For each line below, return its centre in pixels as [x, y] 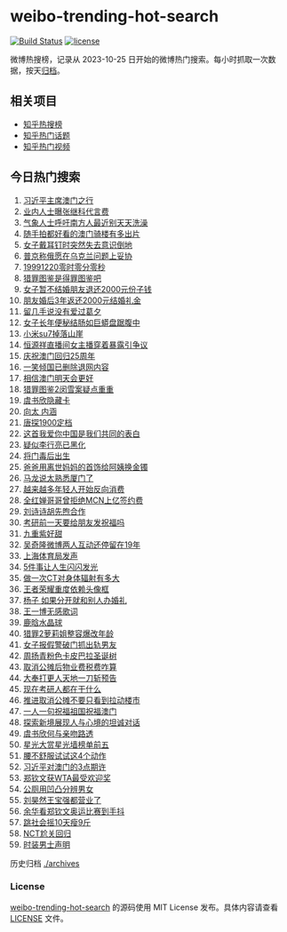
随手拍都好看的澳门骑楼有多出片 [81, 234]
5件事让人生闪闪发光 [60, 567]
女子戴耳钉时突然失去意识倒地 [77, 244]
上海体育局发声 [50, 555]
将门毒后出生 [46, 456]
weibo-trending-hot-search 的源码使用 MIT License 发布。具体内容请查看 [144, 907]
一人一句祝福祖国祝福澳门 [70, 711]
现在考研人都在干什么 [62, 689]
